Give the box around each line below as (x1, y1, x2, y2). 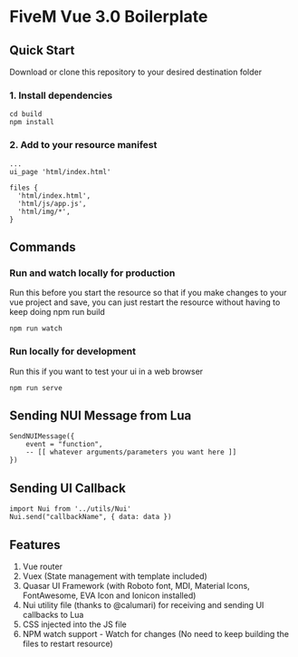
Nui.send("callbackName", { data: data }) (9, 513, 172, 522)
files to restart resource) (22, 638, 113, 650)
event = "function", (25, 440, 103, 449)
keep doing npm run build (9, 307, 106, 318)
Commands (9, 239, 77, 255)
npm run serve (9, 383, 63, 392)
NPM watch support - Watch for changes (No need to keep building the (22, 629, 290, 640)
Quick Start (9, 43, 75, 58)
